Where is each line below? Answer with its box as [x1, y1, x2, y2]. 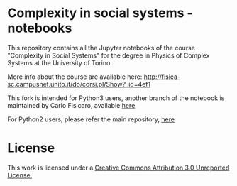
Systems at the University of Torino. [7, 58, 112, 67]
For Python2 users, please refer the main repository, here [7, 115, 175, 124]
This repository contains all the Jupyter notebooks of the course [7, 43, 195, 52]
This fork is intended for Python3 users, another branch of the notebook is [7, 94, 225, 102]
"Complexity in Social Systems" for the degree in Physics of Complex [7, 51, 210, 60]
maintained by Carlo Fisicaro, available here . [7, 101, 137, 109]
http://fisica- [143, 72, 181, 81]
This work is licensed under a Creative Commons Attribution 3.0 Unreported [7, 163, 230, 172]
